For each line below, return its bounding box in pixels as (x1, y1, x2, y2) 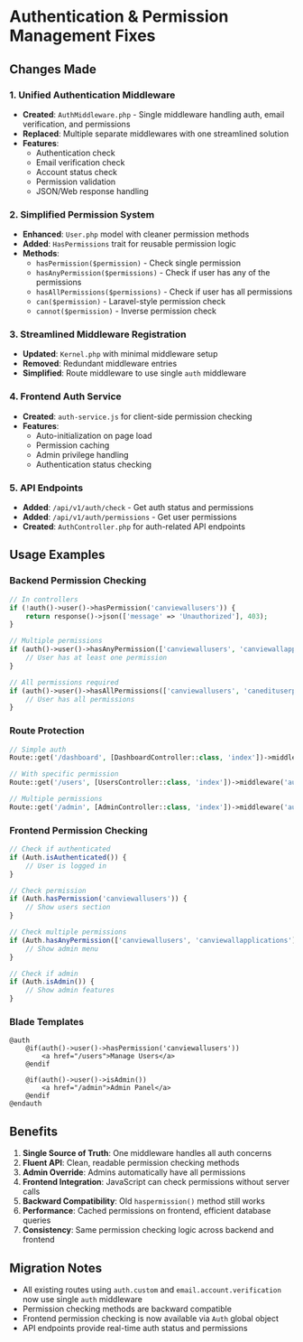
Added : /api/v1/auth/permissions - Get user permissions (22, 512, 237, 523)
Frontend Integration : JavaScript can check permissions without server (22, 1177, 290, 1188)
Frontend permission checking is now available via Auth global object (22, 1313, 280, 1324)
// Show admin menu (25, 944, 99, 954)
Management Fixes (9, 25, 156, 46)
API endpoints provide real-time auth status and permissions (22, 1323, 248, 1334)
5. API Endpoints (9, 481, 84, 494)
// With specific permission (9, 769, 119, 778)
